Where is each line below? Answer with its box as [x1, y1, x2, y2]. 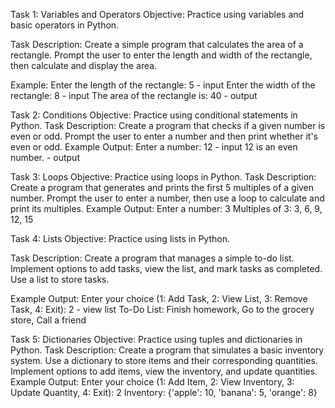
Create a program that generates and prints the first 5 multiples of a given [10, 182, 315, 193]
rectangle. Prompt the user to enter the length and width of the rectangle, [10, 49, 313, 61]
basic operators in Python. [10, 19, 120, 31]
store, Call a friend [10, 314, 87, 326]
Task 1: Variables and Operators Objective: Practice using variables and [10, 9, 305, 20]
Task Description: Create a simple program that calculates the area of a [10, 39, 304, 50]
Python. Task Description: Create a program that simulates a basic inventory [10, 344, 325, 356]
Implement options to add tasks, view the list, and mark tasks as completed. [10, 263, 323, 274]
